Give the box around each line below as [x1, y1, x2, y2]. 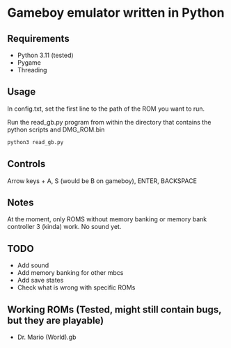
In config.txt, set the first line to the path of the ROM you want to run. [7, 104, 205, 113]
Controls [7, 158, 46, 170]
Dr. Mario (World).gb [17, 333, 77, 341]
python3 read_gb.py [7, 139, 64, 145]
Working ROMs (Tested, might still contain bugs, [7, 303, 222, 315]
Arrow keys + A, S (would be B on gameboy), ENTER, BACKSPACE [7, 176, 197, 185]
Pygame [17, 58, 42, 67]
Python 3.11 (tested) [17, 51, 74, 59]
